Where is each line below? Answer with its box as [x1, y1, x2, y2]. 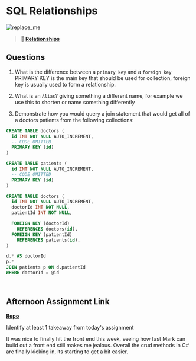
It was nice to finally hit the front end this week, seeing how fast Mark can [6, 335, 186, 342]
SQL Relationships [6, 4, 98, 18]
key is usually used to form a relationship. [14, 81, 116, 88]
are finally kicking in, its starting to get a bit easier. [6, 348, 129, 355]
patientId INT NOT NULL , [11, 210, 73, 216]
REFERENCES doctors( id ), [17, 226, 78, 232]
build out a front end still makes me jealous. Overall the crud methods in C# [6, 341, 190, 349]
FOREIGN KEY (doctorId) [11, 221, 70, 226]
